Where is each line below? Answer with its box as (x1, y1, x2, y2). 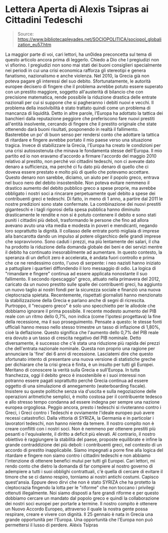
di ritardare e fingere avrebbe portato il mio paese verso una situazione (5, 137, 152, 143)
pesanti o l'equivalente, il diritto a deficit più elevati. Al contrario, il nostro (5, 431, 155, 437)
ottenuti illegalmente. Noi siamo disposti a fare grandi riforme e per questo (5, 490, 159, 496)
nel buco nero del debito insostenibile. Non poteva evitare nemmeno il (5, 180, 150, 186)
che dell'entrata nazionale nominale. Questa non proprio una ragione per (5, 345, 155, 351)
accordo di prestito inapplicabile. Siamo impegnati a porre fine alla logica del (5, 447, 163, 453)
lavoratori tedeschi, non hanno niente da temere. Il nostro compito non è (5, 420, 154, 426)
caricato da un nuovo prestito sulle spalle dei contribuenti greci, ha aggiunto (5, 281, 162, 287)
